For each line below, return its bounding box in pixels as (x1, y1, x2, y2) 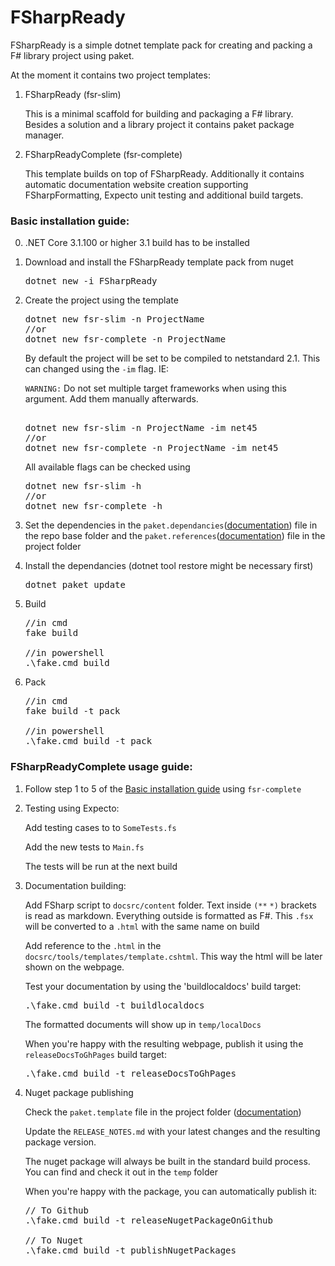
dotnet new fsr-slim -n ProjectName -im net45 (24, 422, 258, 434)
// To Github (24, 1204, 89, 1216)
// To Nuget (24, 1234, 84, 1246)
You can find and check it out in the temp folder (24, 1166, 218, 1178)
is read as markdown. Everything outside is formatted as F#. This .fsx (24, 909, 314, 921)
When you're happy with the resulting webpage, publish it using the (24, 1037, 304, 1050)
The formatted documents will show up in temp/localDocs (24, 1018, 262, 1030)
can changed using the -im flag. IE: (24, 363, 170, 375)
